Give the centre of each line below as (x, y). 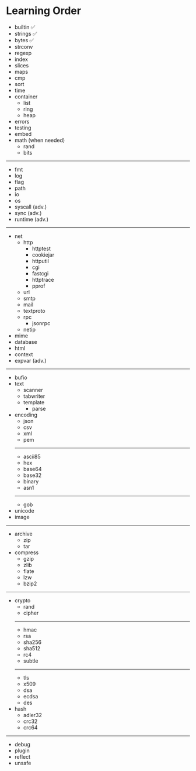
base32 (32, 475)
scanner (33, 390)
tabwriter (34, 396)
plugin (22, 750)
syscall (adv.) (31, 207)
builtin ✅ (25, 27)
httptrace (43, 279)
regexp (23, 53)
